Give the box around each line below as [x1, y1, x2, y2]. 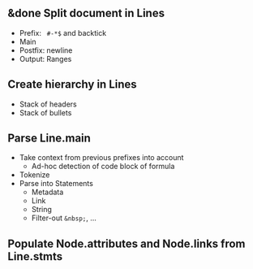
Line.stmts [7, 249, 63, 263]
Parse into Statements [19, 179, 94, 189]
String [31, 205, 52, 215]
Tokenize [19, 170, 50, 180]
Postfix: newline [19, 45, 73, 55]
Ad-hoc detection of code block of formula [31, 162, 175, 171]
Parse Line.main [7, 132, 91, 145]
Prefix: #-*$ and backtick [19, 28, 107, 37]
